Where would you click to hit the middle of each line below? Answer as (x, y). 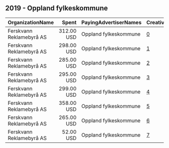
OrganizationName (31, 22)
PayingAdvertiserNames (111, 22)
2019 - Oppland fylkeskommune (57, 8)
